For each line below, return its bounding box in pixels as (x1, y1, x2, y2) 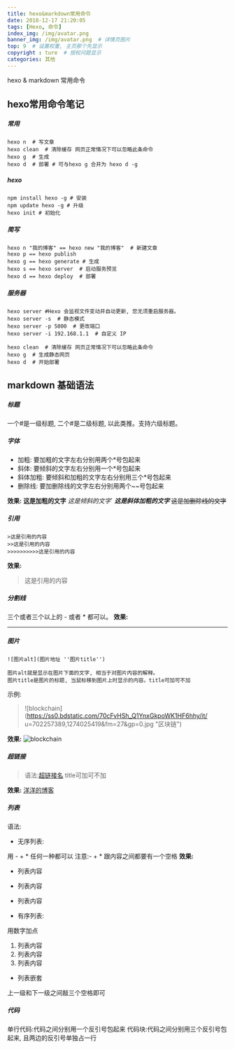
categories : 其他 (7, 56, 56, 63)
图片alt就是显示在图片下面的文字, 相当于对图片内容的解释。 (7, 669, 159, 676)
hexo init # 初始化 (7, 209, 61, 217)
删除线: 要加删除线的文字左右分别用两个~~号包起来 (17, 482, 164, 490)
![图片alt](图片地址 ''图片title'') (7, 656, 106, 663)
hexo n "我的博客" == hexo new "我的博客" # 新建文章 (7, 244, 158, 252)
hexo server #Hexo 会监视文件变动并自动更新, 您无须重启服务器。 (7, 308, 180, 315)
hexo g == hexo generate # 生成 (7, 258, 99, 265)
